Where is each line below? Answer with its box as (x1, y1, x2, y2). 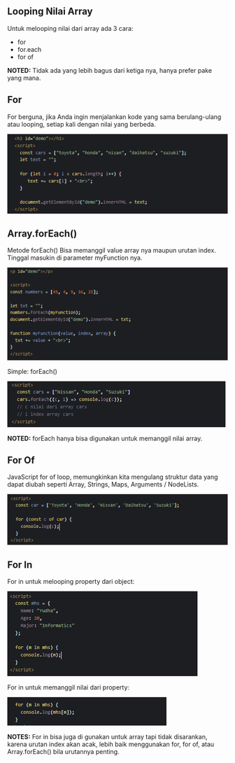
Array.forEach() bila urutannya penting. (7, 747, 120, 755)
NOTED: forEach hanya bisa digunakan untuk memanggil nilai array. (7, 434, 203, 442)
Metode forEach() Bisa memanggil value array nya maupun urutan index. (7, 246, 217, 255)
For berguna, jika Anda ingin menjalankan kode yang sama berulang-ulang (7, 112, 222, 121)
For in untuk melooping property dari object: (7, 577, 135, 585)
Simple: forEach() (7, 367, 58, 375)
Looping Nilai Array (7, 6, 93, 17)
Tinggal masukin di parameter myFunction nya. (7, 253, 143, 262)
